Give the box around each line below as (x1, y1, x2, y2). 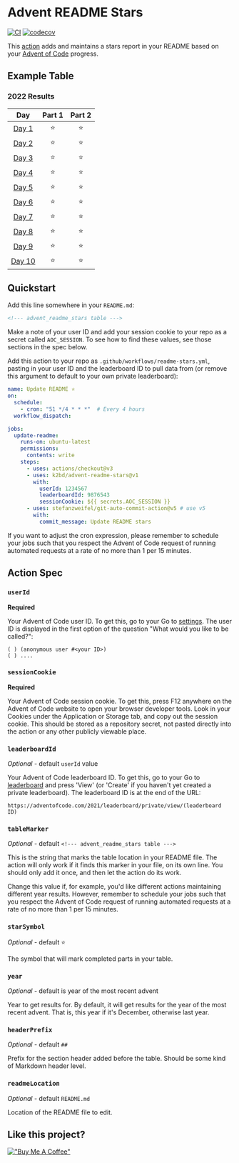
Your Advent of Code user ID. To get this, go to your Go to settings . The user (7, 617, 232, 625)
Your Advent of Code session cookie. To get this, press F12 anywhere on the (7, 697, 232, 705)
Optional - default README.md (7, 1094, 91, 1102)
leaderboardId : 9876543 (39, 491, 111, 499)
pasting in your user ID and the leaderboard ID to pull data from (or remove (7, 364, 228, 373)
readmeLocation (7, 1079, 61, 1088)
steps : (20, 459, 40, 466)
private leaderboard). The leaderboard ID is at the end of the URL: (7, 789, 201, 797)
